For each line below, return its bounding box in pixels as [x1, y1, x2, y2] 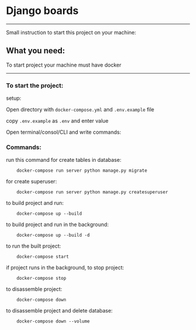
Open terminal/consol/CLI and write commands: [6, 128, 121, 136]
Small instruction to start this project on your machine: [6, 29, 136, 36]
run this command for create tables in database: [6, 157, 121, 164]
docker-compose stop [16, 276, 66, 282]
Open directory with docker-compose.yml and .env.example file [6, 106, 155, 113]
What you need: [6, 46, 65, 56]
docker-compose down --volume [16, 318, 90, 325]
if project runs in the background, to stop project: [6, 264, 124, 271]
